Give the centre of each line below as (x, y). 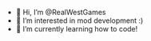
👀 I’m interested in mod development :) (79, 20)
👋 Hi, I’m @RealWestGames (61, 12)
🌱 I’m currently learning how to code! (77, 29)
